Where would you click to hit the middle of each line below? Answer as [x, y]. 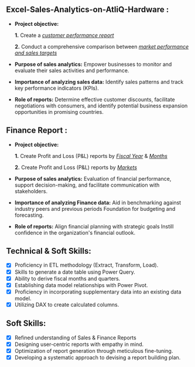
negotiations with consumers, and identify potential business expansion [101, 106]
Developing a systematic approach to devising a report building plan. [97, 357]
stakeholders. [31, 191]
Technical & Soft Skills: [49, 251]
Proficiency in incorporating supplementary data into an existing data [98, 292]
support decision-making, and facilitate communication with [87, 185]
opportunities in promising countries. [59, 112]
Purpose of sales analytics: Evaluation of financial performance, [93, 179]
